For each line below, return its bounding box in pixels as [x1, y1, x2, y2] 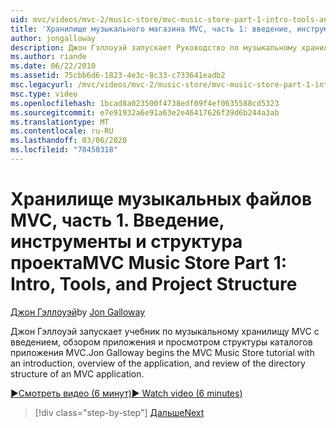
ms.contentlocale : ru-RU [10, 126, 114, 136]
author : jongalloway [10, 33, 97, 43]
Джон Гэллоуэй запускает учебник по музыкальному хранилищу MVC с [10, 325, 320, 337]
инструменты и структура [10, 231, 243, 253]
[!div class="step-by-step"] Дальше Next [34, 406, 205, 418]
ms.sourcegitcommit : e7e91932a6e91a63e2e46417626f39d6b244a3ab [10, 107, 280, 118]
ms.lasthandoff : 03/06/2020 [10, 136, 128, 146]
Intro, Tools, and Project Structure [10, 273, 298, 296]
